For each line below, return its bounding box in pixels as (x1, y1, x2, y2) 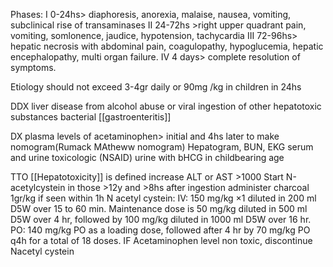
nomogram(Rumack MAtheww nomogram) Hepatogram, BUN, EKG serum (10, 141, 314, 153)
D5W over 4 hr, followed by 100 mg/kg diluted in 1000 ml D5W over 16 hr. (10, 214, 312, 225)
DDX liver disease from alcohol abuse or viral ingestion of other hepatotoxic (10, 100, 322, 112)
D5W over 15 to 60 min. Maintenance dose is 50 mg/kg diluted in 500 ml (10, 203, 308, 214)
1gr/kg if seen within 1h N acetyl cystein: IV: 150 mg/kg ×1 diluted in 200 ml (10, 192, 317, 204)
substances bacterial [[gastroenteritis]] (10, 111, 172, 123)
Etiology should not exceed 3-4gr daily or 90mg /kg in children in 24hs (10, 81, 302, 93)
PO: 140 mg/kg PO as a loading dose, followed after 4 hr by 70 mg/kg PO (10, 224, 311, 236)
